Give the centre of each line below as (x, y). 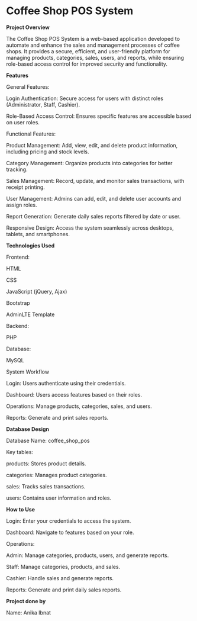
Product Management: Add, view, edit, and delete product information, (92, 145)
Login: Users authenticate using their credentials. (66, 383)
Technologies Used (30, 245)
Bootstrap (18, 303)
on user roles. (23, 122)
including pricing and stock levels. (48, 152)
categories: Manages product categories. (56, 475)
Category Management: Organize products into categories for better (89, 163)
